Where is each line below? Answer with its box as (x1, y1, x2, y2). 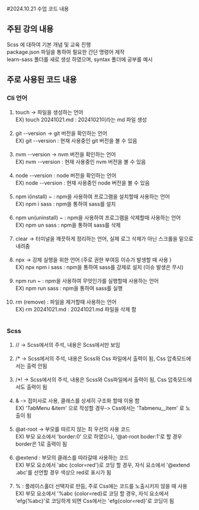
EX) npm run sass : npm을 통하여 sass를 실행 (15, 285, 123, 292)
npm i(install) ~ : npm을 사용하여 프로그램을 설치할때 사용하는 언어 (15, 193, 171, 200)
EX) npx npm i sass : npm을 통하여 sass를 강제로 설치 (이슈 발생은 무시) (15, 263, 184, 270)
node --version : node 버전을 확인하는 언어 (15, 172, 117, 179)
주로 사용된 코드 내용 (7, 75, 77, 85)
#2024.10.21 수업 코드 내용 (7, 5, 69, 12)
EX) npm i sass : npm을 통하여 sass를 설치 (15, 200, 116, 207)
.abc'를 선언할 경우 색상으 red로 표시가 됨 (15, 469, 111, 476)
